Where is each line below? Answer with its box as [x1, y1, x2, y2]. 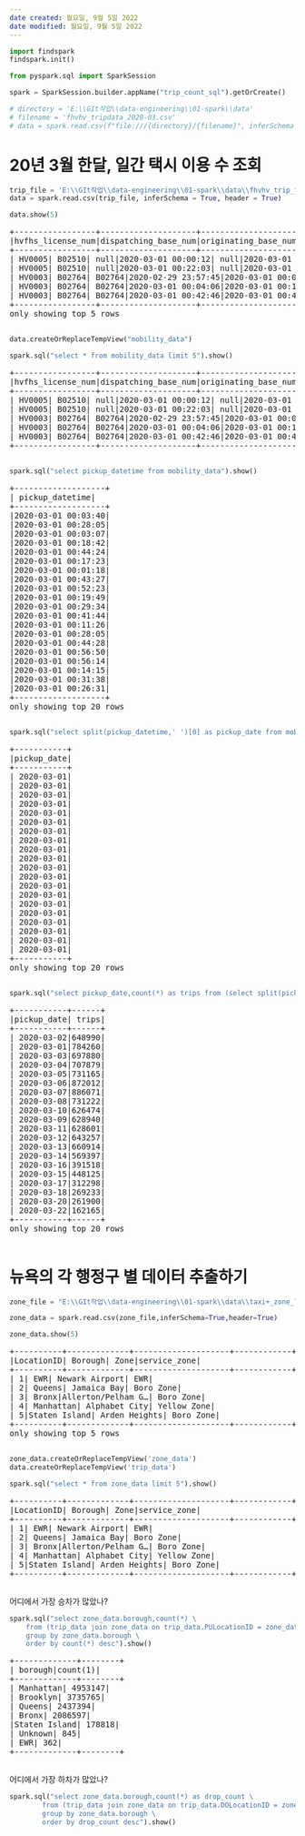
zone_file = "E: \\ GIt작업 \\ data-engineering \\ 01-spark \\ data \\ [9, 1297, 250, 1306]
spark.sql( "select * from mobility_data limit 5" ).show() [9, 351, 233, 360]
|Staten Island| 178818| [9, 1720, 120, 1730]
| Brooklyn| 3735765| [9, 1692, 106, 1702]
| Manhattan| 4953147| [9, 1683, 111, 1693]
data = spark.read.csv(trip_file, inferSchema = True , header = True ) [9, 194, 282, 203]
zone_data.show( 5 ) [9, 1330, 79, 1339]
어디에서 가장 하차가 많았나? [9, 1774, 109, 1785]
